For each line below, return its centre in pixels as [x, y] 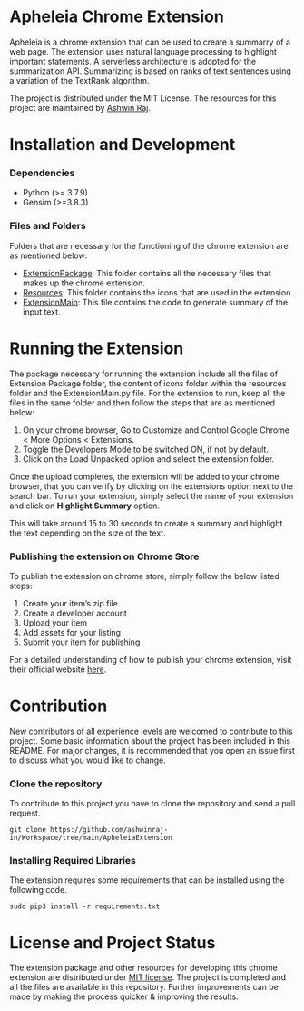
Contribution [59, 706]
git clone [28, 830]
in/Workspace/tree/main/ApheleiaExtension [91, 838]
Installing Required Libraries [73, 861]
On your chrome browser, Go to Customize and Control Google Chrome [156, 430]
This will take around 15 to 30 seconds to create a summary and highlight [146, 523]
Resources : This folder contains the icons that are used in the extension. [157, 292]
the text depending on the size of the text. [88, 533]
